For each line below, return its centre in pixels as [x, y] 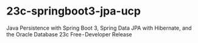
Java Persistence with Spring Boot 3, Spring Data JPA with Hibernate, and [99, 28]
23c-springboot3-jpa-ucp [74, 11]
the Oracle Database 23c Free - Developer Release [69, 34]
